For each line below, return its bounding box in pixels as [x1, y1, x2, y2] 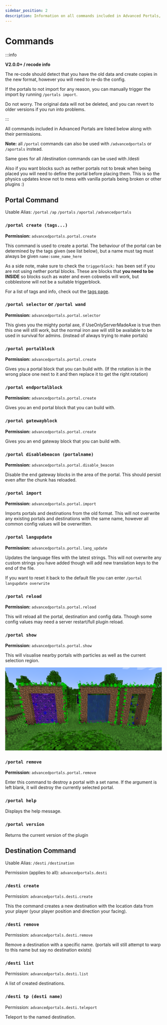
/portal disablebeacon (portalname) [5, 452, 94, 457]
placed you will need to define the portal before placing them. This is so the [5, 171, 160, 177]
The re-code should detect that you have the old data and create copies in [5, 71, 158, 77]
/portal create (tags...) [5, 223, 68, 228]
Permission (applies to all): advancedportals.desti [5, 869, 108, 875]
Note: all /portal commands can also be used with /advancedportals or [5, 141, 152, 147]
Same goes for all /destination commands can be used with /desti [5, 156, 140, 162]
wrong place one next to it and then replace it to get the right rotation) [5, 371, 148, 377]
